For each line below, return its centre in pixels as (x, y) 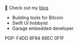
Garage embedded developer (43, 28)
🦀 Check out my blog (27, 8)
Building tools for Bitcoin (38, 17)
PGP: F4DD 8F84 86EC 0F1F (34, 38)
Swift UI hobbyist (30, 23)
